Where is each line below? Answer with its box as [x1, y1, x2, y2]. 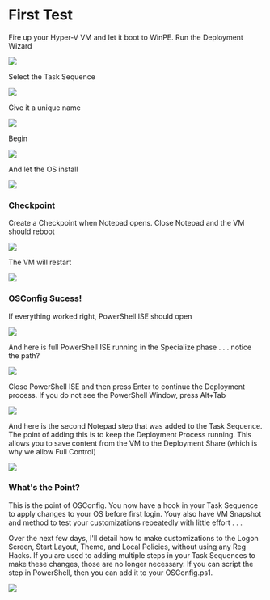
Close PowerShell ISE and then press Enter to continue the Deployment [8, 382, 245, 391]
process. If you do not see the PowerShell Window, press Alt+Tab [8, 390, 226, 399]
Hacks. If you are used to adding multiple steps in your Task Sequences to [8, 550, 256, 560]
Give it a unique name [8, 103, 81, 112]
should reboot [8, 226, 55, 236]
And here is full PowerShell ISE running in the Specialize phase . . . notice [8, 342, 252, 352]
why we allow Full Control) [8, 446, 97, 456]
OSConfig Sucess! [8, 293, 82, 304]
